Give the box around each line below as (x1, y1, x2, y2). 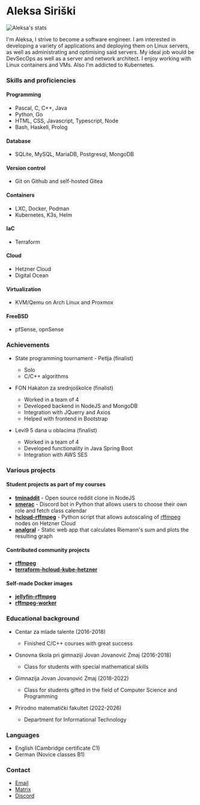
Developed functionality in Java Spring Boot (23, 444, 133, 451)
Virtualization (6, 285, 41, 292)
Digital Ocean (14, 272, 49, 279)
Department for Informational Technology (23, 716, 127, 723)
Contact (6, 765, 31, 774)
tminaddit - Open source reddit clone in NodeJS (14, 494, 135, 501)
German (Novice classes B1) (14, 750, 85, 758)
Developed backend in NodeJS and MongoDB (23, 402, 138, 409)
